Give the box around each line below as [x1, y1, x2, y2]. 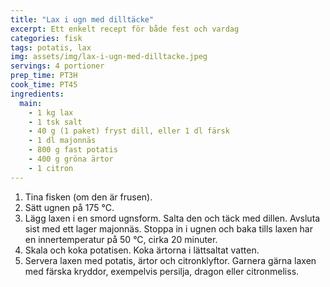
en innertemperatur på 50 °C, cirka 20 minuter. [24, 233, 218, 245]
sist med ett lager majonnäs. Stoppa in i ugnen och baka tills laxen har [24, 222, 313, 235]
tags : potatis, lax [10, 42, 92, 53]
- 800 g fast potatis [28, 145, 118, 155]
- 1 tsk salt [28, 117, 83, 127]
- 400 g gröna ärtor [28, 154, 114, 164]
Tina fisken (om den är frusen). [24, 191, 153, 203]
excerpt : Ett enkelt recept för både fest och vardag [10, 24, 240, 34]
